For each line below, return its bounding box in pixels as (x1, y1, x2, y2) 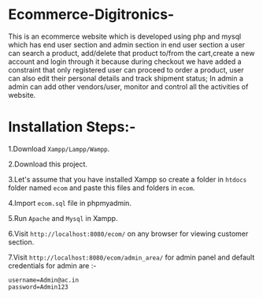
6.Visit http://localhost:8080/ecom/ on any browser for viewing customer (8, 229, 249, 238)
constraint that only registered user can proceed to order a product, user (8, 65, 244, 74)
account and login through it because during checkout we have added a (8, 57, 242, 66)
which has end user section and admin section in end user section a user (8, 39, 246, 49)
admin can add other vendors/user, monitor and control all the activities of (8, 81, 249, 92)
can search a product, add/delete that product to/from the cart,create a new (8, 48, 255, 58)
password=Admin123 (8, 282, 69, 291)
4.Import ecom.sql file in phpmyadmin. (8, 198, 132, 207)
